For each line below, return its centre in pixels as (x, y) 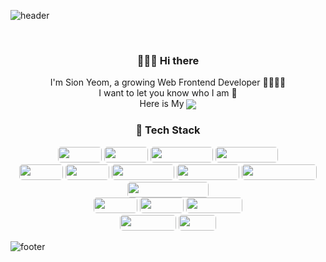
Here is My (162, 104)
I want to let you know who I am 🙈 (168, 93)
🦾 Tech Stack (168, 130)
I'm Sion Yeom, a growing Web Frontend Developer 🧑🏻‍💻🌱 (168, 82)
